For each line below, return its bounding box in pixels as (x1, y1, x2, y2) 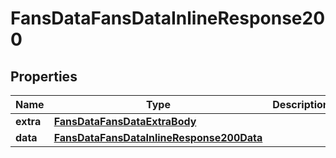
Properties (10, 68, 78, 85)
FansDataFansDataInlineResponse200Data (53, 131, 263, 144)
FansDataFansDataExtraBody (53, 115, 197, 128)
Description (272, 98, 330, 111)
